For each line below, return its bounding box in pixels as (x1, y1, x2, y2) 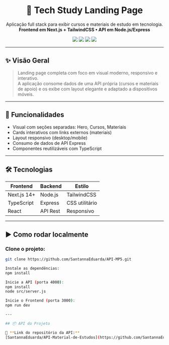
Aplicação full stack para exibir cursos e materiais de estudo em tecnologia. (6, 21, 163, 27)
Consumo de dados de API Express (12, 140, 86, 146)
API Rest (40, 208, 60, 215)
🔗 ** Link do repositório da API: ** (5, 330, 80, 335)
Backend (40, 183, 62, 190)
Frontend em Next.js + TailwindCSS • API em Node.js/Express (19, 26, 150, 32)
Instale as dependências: (5, 266, 59, 271)
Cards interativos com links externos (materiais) (12, 129, 112, 135)
